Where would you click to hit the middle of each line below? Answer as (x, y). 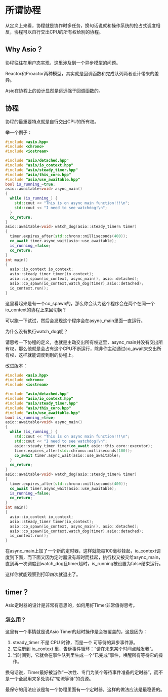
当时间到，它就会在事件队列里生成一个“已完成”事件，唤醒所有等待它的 (86, 655)
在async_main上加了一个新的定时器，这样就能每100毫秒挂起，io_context (81, 551)
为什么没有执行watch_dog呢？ (37, 331)
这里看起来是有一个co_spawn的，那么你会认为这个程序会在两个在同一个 (80, 303)
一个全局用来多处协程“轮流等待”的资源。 (51, 679)
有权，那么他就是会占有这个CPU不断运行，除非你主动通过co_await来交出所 (83, 348)
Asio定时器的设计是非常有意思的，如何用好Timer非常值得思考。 (71, 605)
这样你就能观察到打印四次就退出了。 (43, 574)
